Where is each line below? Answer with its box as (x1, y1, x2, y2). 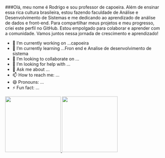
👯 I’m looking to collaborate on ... (12, 56, 80, 61)
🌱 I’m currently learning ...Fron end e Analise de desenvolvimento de (12, 46, 152, 51)
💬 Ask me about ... (12, 66, 50, 72)
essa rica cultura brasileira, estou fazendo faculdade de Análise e (5, 9, 138, 15)
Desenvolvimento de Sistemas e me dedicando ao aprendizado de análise (5, 15, 156, 20)
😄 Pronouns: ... (12, 79, 44, 85)
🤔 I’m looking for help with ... (12, 61, 71, 67)
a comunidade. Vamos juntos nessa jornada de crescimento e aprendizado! (5, 31, 159, 36)
